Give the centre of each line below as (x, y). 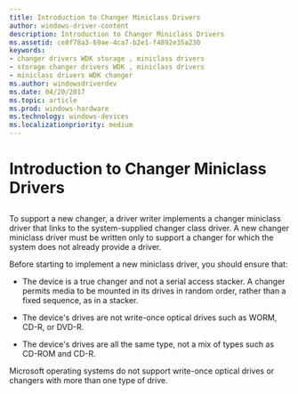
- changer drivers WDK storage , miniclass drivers (107, 59)
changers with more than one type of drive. (89, 380)
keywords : (28, 51)
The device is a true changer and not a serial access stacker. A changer (153, 281)
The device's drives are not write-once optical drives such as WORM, (149, 318)
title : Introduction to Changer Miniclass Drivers (105, 17)
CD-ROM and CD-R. (59, 353)
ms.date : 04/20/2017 (48, 92)
